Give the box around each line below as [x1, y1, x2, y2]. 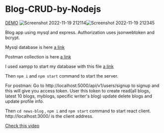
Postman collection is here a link [5, 53, 71, 60]
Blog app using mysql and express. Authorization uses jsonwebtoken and [5, 29, 155, 35]
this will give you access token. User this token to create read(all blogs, [5, 88, 151, 93]
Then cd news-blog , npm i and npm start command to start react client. [5, 108, 151, 114]
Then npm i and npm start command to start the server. [5, 73, 118, 79]
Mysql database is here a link [5, 44, 65, 50]
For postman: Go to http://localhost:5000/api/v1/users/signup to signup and [5, 83, 160, 89]
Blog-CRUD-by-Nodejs [5, 3, 102, 15]
